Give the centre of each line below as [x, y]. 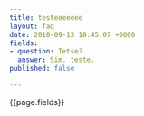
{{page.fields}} [37, 101]
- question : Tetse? [46, 52]
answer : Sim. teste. [56, 60]
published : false [42, 69]
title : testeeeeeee [46, 18]
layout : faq [32, 26]
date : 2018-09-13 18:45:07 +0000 [72, 34]
